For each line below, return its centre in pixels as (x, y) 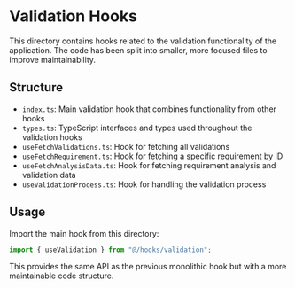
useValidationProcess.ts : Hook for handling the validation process (144, 184)
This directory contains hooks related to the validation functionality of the (143, 41)
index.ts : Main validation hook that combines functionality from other (149, 109)
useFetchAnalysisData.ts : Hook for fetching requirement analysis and (149, 165)
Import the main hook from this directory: (84, 233)
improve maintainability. (52, 59)
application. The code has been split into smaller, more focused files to (138, 50)
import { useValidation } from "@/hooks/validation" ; (111, 250)
